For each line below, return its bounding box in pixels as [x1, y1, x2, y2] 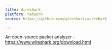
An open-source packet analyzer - [5, 34, 75, 40]
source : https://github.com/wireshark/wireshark [5, 16, 107, 21]
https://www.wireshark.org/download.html [5, 39, 91, 45]
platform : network [5, 12, 43, 17]
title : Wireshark [5, 7, 41, 12]
